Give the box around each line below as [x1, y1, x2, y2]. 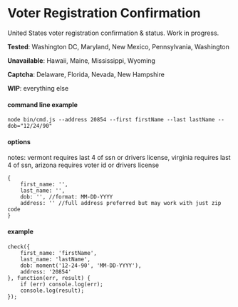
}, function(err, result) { [7, 274, 91, 281]
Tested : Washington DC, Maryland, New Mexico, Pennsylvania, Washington [7, 42, 229, 51]
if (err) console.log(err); [20, 281, 103, 288]
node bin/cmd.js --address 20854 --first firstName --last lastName [7, 116, 215, 124]
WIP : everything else [7, 84, 69, 92]
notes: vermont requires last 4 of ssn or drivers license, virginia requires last [7, 153, 231, 162]
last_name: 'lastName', [20, 256, 91, 263]
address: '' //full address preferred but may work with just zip [20, 200, 222, 207]
